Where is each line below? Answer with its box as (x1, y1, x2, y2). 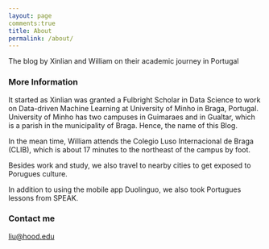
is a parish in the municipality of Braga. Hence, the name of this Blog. (8, 120, 238, 130)
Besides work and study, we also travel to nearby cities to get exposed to (8, 160, 251, 170)
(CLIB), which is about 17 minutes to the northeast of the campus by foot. (8, 144, 251, 154)
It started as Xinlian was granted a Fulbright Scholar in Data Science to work (8, 94, 261, 105)
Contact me (8, 213, 56, 224)
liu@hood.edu (8, 231, 55, 241)
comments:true (8, 19, 56, 27)
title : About (8, 27, 52, 35)
